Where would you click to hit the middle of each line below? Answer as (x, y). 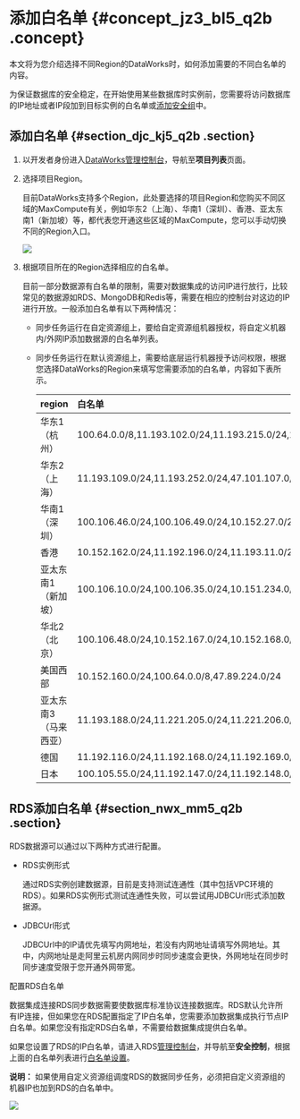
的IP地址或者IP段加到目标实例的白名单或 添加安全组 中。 (110, 105)
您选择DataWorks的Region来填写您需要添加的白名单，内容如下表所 (158, 369)
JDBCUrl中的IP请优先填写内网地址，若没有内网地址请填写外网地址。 (147, 944)
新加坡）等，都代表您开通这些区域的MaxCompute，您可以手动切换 (164, 219)
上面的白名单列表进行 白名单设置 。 (72, 1057)
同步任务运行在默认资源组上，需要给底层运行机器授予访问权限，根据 (161, 357)
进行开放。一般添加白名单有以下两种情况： (100, 308)
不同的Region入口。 (58, 231)
